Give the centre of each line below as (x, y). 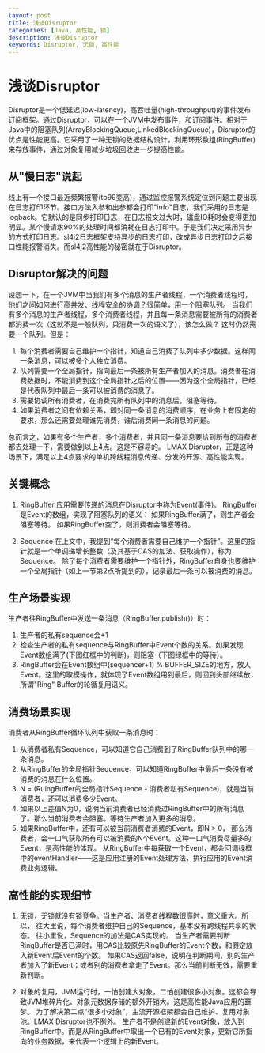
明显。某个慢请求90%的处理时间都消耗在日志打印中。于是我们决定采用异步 (131, 227)
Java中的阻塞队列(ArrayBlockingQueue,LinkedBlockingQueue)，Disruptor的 (132, 130)
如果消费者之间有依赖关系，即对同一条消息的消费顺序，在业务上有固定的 (137, 410)
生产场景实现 (40, 598)
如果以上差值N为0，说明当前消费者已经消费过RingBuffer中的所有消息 (132, 809)
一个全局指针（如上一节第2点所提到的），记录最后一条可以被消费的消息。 (138, 571)
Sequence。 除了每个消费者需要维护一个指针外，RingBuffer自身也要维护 (137, 560)
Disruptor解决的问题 (58, 274)
